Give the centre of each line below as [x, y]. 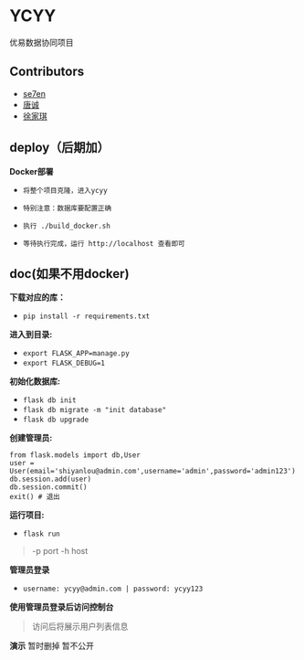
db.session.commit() [49, 487]
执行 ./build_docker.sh [67, 226]
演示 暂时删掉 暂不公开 [52, 646]
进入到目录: [31, 335]
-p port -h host [60, 551]
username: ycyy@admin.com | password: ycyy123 [113, 589]
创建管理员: [31, 438]
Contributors [47, 72]
